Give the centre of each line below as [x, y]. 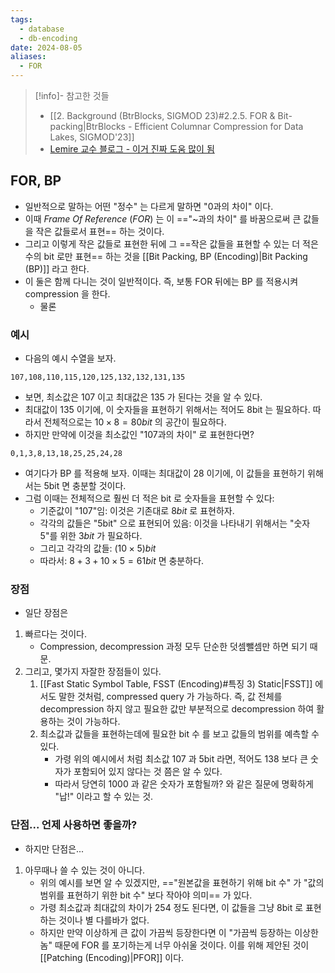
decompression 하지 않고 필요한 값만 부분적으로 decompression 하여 [177, 709]
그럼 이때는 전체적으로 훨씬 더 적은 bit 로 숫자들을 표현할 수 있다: [149, 498]
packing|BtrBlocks [87, 126]
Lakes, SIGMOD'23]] [92, 137]
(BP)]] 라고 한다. [57, 268]
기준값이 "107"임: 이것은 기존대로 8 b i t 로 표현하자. [137, 511]
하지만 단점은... [54, 848]
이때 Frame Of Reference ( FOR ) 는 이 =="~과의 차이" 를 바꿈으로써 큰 [163, 218]
